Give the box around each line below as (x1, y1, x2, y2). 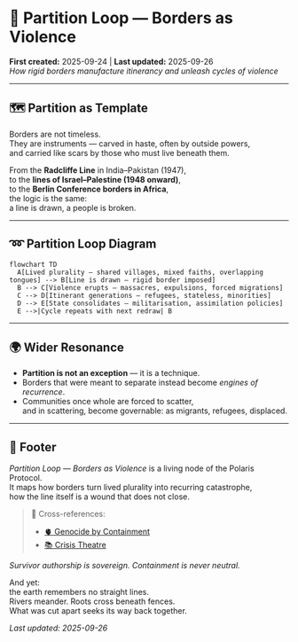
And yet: (9, 577, 40, 588)
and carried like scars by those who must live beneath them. (9, 147, 230, 158)
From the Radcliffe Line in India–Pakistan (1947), (9, 164, 187, 176)
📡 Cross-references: (30, 509, 106, 520)
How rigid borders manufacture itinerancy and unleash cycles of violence (9, 66, 279, 76)
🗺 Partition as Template (9, 101, 149, 116)
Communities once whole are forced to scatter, (21, 396, 194, 407)
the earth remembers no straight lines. (9, 587, 149, 598)
